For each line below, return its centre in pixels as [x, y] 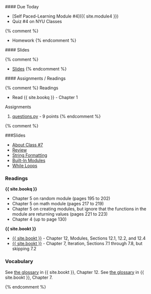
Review [19, 150]
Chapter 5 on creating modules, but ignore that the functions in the [79, 209]
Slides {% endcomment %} [39, 69]
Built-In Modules [28, 160]
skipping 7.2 [24, 249]
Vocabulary [19, 262]
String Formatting [30, 155]
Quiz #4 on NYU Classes [37, 21]
